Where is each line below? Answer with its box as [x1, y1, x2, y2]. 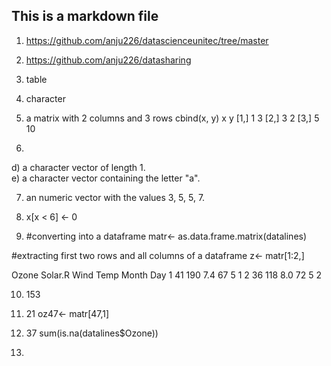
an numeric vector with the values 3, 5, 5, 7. [25, 191, 206, 203]
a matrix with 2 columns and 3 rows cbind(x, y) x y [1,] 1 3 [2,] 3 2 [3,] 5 [25, 112, 320, 124]
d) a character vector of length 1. [11, 161, 146, 173]
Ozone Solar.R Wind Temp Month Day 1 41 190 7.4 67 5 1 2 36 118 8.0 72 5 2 [11, 269, 323, 281]
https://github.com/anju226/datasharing [25, 54, 192, 66]
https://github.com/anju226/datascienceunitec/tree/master [25, 34, 269, 46]
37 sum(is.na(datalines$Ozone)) [25, 327, 159, 339]
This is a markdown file [11, 8, 159, 25]
